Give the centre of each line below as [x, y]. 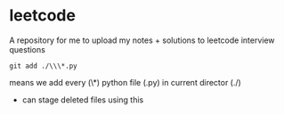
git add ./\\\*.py [43, 66]
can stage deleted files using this [83, 100]
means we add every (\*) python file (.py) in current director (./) [126, 82]
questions [28, 49]
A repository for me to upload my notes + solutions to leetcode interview [142, 40]
